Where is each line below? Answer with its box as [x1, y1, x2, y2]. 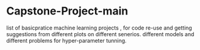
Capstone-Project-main [6, 4, 128, 18]
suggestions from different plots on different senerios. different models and [6, 30, 195, 37]
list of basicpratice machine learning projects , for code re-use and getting [6, 24, 192, 31]
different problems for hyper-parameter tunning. [6, 37, 127, 44]
